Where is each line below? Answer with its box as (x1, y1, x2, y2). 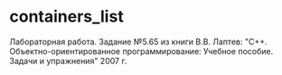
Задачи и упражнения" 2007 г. (9, 55, 127, 66)
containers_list (9, 6, 124, 27)
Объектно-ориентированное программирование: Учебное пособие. (9, 45, 274, 56)
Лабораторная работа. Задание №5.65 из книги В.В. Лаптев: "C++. (9, 36, 268, 47)
